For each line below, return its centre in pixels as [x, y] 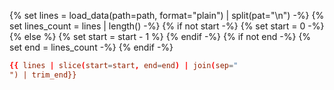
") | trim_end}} [43, 75]
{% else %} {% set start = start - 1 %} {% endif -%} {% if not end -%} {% [160, 36]
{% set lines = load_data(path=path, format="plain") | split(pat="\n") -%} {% [167, 15]
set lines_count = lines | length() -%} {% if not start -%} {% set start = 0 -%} [167, 26]
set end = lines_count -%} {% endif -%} [91, 47]
